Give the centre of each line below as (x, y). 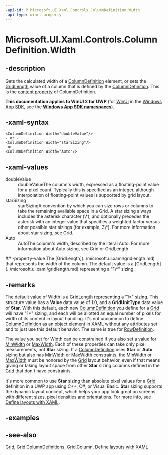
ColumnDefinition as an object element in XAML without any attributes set (81, 324)
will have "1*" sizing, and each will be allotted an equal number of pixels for (83, 313)
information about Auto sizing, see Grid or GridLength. (74, 249)
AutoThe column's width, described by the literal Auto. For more (84, 243)
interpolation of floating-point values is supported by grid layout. (85, 195)
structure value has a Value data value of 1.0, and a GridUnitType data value (84, 302)
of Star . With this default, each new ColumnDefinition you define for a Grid (82, 308)
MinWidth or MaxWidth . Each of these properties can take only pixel (76, 344)
